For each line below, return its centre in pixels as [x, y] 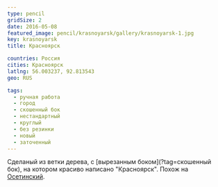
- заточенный [32, 142]
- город [25, 104]
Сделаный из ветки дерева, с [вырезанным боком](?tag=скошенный [109, 162]
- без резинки [34, 129]
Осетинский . [26, 177]
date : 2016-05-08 [32, 26]
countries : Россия [34, 59]
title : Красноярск [34, 46]
